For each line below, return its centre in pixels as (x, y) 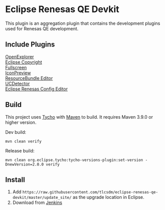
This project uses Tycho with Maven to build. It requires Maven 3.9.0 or (79, 117)
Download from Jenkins (37, 202)
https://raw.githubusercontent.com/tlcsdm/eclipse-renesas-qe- (90, 192)
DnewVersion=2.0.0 (24, 164)
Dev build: (16, 132)
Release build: (20, 150)
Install (15, 179)
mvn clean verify (23, 141)
